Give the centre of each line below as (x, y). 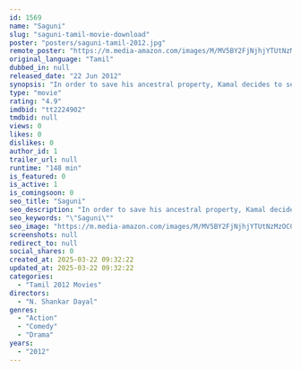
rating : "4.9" (36, 101)
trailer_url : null (43, 159)
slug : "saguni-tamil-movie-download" (80, 34)
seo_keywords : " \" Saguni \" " (62, 218)
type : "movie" (36, 92)
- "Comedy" (38, 327)
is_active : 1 (34, 185)
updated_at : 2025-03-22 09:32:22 (72, 269)
